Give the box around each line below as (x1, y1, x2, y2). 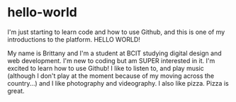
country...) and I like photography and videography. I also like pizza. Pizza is (7, 79, 229, 87)
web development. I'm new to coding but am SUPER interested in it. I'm (7, 56, 215, 64)
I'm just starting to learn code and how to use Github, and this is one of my (7, 28, 225, 36)
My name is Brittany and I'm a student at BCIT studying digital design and (7, 49, 222, 57)
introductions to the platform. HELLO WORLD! (7, 35, 140, 43)
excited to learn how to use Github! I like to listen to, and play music (7, 64, 204, 72)
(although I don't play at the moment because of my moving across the (7, 72, 215, 80)
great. (7, 86, 25, 95)
